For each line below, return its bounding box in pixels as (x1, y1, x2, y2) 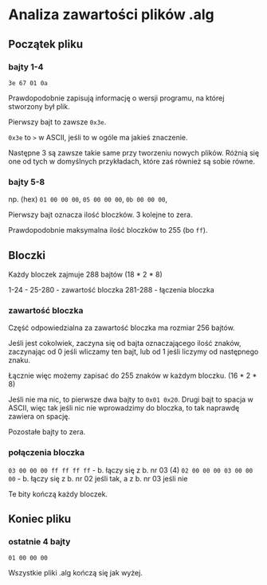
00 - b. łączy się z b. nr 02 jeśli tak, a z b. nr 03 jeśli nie (8, 473, 188, 483)
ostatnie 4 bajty (8, 536, 71, 547)
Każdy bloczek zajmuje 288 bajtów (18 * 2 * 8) (8, 269, 163, 279)
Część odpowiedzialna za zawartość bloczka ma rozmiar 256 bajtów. (8, 323, 235, 332)
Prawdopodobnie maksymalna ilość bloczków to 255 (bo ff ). (8, 226, 208, 235)
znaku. (8, 355, 30, 365)
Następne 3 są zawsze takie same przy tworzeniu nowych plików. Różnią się (8, 147, 260, 157)
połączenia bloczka (8, 447, 85, 458)
